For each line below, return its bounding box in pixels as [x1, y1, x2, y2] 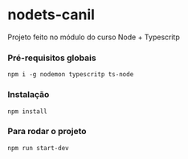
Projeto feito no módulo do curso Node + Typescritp [7, 32, 180, 42]
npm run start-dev [7, 144, 69, 152]
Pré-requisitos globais [7, 52, 97, 63]
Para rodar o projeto [7, 126, 87, 137]
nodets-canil [7, 6, 96, 24]
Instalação [7, 89, 50, 100]
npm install [7, 107, 47, 116]
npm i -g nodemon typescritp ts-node [7, 71, 134, 79]
